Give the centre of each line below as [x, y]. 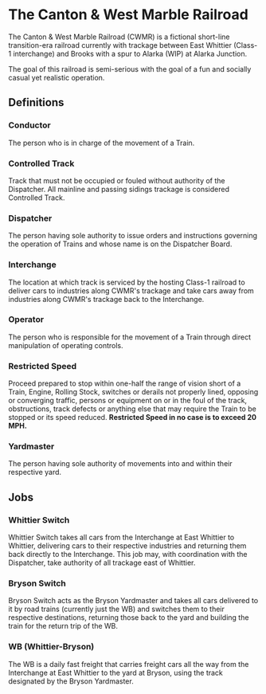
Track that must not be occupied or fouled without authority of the [117, 180]
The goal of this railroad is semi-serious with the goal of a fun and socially [130, 69]
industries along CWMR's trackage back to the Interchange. [106, 299]
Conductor [29, 125]
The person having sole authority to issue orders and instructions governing [133, 236]
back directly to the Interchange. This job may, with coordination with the [128, 555]
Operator [26, 320]
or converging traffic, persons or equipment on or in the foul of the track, [128, 401]
